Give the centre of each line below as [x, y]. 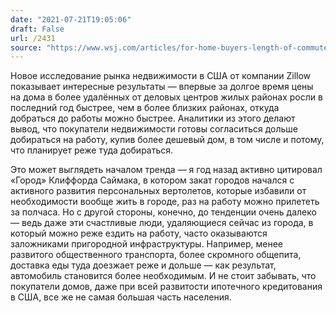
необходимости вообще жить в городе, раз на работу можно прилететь [165, 202]
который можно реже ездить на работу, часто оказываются [139, 233]
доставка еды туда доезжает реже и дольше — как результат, [143, 265]
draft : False [37, 29]
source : [26, 47]
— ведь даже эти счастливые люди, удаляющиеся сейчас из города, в [162, 223]
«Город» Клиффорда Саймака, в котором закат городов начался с [152, 180]
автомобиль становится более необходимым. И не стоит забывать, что [163, 276]
